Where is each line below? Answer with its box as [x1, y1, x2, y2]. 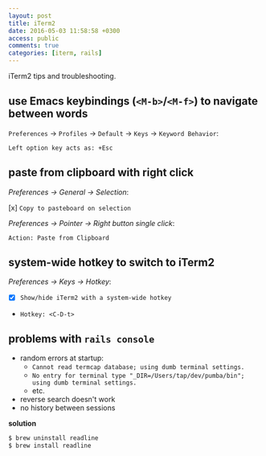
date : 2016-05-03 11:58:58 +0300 [8, 27, 121, 35]
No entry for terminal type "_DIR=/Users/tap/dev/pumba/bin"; [31, 372, 245, 380]
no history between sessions [19, 403, 116, 413]
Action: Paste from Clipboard [8, 234, 110, 242]
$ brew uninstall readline [8, 434, 99, 442]
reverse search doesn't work [19, 395, 116, 405]
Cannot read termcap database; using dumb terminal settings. [31, 364, 245, 372]
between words [8, 107, 88, 121]
